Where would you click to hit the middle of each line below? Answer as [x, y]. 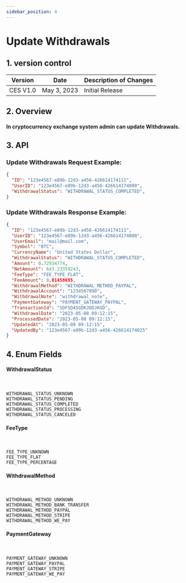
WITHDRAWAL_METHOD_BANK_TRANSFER [48, 505]
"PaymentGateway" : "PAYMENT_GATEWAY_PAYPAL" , [69, 302]
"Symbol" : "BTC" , [33, 247]
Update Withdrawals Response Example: [66, 212]
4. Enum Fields [34, 354]
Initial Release [103, 90]
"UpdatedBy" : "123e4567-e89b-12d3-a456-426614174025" [80, 330]
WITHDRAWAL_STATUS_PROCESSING [44, 409]
